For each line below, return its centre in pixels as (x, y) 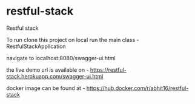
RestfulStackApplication (36, 46)
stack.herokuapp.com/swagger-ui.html (55, 76)
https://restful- (108, 70)
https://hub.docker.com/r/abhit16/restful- (137, 88)
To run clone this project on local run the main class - (73, 40)
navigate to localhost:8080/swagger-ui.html (61, 58)
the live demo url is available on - (48, 70)
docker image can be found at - (46, 88)
